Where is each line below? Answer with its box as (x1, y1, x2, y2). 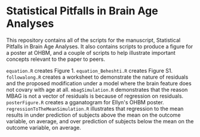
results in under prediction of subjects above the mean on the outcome (6, 111, 181, 119)
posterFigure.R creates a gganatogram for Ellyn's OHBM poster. (6, 98, 164, 105)
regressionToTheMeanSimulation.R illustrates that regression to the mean (6, 105, 184, 112)
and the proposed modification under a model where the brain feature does (6, 79, 192, 87)
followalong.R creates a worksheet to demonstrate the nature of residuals (6, 73, 189, 80)
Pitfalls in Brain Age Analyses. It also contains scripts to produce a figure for (6, 43, 193, 50)
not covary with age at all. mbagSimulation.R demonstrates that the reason (6, 86, 188, 93)
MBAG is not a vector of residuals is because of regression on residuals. (6, 92, 184, 99)
